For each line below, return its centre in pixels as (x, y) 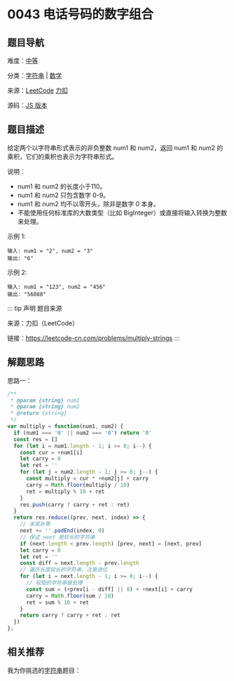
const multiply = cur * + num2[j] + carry (87, 478)
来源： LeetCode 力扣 (38, 90)
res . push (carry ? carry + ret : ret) (75, 505)
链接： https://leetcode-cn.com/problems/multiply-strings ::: (94, 338)
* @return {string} (39, 413)
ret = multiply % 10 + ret (65, 492)
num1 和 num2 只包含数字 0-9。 (63, 195)
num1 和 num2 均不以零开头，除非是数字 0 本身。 (88, 203)
